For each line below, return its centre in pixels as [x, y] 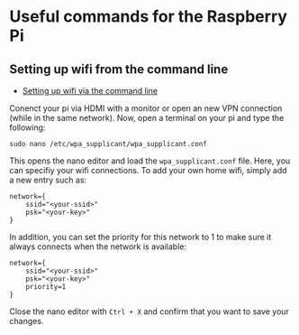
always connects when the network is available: [98, 247]
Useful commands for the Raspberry [149, 17]
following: [27, 127]
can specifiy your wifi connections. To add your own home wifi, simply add [148, 170]
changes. [27, 321]
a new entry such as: [48, 180]
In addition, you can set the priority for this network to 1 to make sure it [140, 237]
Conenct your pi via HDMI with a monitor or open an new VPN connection [146, 108]
